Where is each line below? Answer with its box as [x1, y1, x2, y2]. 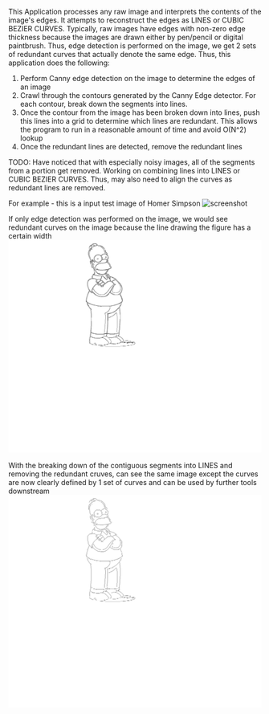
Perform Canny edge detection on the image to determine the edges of [19, 74, 255, 83]
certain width [8, 231, 52, 240]
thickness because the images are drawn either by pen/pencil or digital [8, 32, 243, 42]
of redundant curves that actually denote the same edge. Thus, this [8, 50, 231, 59]
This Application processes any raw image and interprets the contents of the [8, 7, 262, 16]
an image [19, 82, 51, 92]
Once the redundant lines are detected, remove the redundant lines [19, 142, 243, 151]
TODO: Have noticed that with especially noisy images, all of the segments [8, 157, 255, 167]
